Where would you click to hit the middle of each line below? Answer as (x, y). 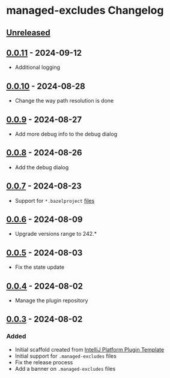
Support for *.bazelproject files (55, 200)
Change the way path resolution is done (64, 101)
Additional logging (38, 67)
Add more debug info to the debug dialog (66, 134)
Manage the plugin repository (51, 301)
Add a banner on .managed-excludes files (65, 368)
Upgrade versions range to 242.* (56, 234)
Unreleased (29, 33)
